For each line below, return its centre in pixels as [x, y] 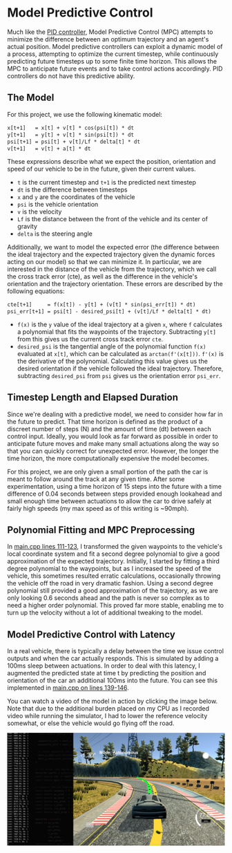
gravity [27, 226]
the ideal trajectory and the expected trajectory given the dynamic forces [111, 254]
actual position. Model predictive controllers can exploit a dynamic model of [115, 46]
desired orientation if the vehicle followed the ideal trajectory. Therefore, [120, 368]
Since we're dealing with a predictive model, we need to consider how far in [115, 414]
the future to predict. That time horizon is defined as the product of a [105, 421]
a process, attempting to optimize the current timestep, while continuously [113, 54]
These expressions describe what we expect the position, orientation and [112, 161]
